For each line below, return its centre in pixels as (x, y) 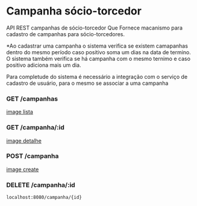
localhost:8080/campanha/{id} (44, 198)
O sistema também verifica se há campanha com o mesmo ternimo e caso (98, 58)
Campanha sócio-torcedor (74, 11)
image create (23, 169)
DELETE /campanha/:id (41, 185)
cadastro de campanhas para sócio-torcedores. (66, 34)
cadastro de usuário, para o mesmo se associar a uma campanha (87, 83)
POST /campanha (33, 156)
